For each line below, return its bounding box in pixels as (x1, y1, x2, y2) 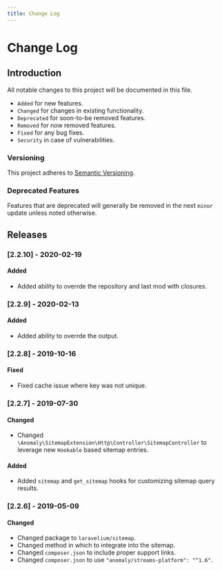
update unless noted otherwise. (7, 209, 97, 217)
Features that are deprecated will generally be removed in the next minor (7, 202, 214, 210)
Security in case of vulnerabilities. (17, 135, 115, 144)
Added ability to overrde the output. (17, 331, 119, 340)
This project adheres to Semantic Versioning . (7, 168, 135, 177)
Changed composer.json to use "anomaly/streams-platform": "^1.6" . (17, 556, 213, 564)
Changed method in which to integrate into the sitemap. (17, 541, 176, 550)
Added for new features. (17, 99, 83, 107)
